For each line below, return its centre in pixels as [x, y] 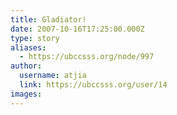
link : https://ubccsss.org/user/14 [93, 85]
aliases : [28, 47]
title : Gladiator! [48, 19]
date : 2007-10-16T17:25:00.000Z [77, 29]
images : [26, 94]
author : [26, 66]
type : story [35, 38]
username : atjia [53, 76]
